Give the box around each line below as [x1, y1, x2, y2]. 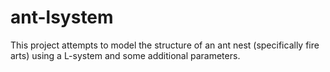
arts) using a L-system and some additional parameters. [10, 49, 241, 61]
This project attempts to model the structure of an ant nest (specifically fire [10, 39, 320, 51]
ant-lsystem [10, 6, 114, 29]
